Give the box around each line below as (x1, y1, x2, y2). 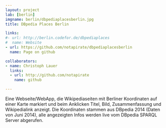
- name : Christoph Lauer (5, 63, 58, 68)
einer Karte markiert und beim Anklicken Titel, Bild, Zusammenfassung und (5, 101, 161, 107)
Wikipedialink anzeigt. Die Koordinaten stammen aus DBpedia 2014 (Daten (5, 107, 160, 112)
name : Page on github (10, 49, 56, 55)
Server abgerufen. (5, 117, 44, 123)
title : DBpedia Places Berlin (5, 21, 69, 27)
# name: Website (5, 40, 42, 46)
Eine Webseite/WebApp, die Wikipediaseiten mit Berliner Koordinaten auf (5, 96, 157, 102)
